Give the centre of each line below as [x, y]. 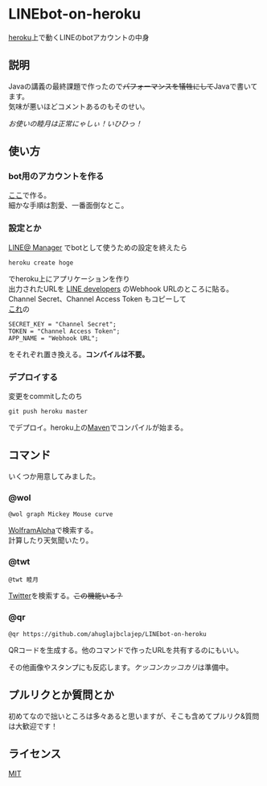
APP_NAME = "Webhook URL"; [53, 338]
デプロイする [33, 377]
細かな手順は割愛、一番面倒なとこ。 [68, 206]
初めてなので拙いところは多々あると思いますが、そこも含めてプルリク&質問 [134, 716]
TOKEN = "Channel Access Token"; [64, 331]
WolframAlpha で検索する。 [53, 530]
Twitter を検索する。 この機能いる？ [66, 596]
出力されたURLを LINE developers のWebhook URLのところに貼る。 [121, 289]
